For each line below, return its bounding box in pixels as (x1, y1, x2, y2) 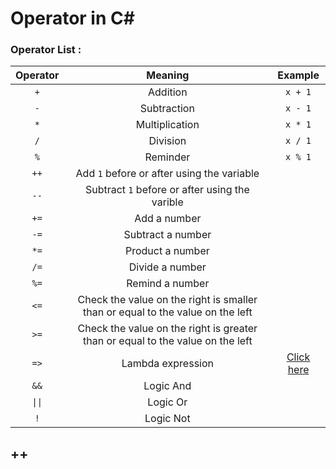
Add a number (134, 212, 202, 226)
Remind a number (126, 277, 210, 291)
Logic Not (144, 412, 191, 426)
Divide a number (128, 260, 207, 274)
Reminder (144, 150, 191, 164)
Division (148, 134, 187, 148)
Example (277, 68, 320, 82)
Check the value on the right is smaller (77, 293, 258, 307)
